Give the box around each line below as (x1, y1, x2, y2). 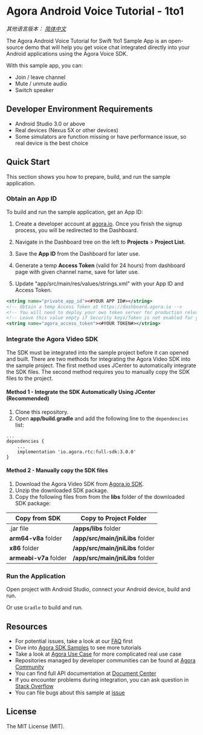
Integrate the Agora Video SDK (6, 335, 98, 344)
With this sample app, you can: (6, 62, 83, 69)
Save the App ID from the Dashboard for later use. (14, 250, 140, 257)
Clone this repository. (14, 408, 69, 416)
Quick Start (6, 157, 50, 167)
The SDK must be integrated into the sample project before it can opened (6, 348, 189, 356)
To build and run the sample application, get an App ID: (6, 208, 143, 216)
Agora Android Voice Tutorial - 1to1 (6, 4, 184, 18)
